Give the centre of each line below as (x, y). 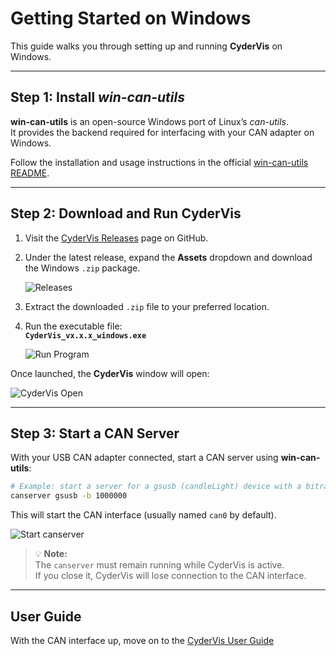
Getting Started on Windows (131, 18)
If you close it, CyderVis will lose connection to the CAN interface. (170, 576)
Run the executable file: (73, 326)
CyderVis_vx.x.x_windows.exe (85, 335)
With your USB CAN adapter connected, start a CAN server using (144, 458)
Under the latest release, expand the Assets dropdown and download (168, 257)
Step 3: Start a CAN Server (95, 433)
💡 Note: (51, 554)
